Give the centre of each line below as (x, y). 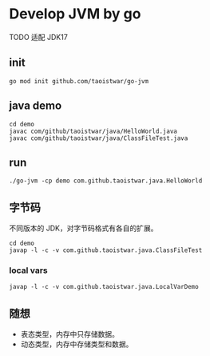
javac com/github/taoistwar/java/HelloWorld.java (93, 131)
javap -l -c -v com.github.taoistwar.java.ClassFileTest (106, 250)
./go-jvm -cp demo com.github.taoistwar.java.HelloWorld (106, 181)
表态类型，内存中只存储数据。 (69, 334)
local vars (29, 270)
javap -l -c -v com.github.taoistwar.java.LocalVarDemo (104, 287)
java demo (36, 106)
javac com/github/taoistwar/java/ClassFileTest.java (99, 138)
